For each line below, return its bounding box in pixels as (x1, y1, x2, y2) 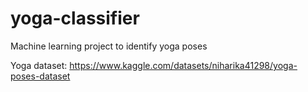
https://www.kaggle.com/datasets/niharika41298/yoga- (69, 59, 298, 71)
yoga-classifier (10, 7, 140, 30)
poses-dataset (10, 70, 71, 82)
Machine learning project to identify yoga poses (10, 40, 208, 52)
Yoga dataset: (10, 59, 68, 71)
